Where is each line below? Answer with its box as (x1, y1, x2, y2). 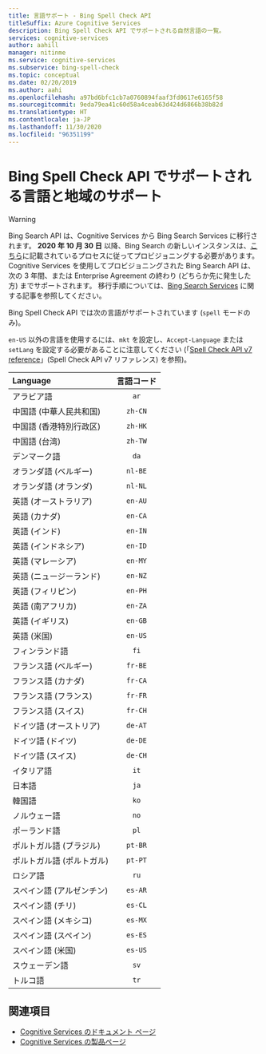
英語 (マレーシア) (12, 556, 77, 567)
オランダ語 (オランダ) (12, 481, 93, 492)
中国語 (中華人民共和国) (12, 406, 101, 417)
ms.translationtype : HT (8, 109, 88, 117)
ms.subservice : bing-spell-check (8, 64, 120, 72)
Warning (8, 214, 36, 224)
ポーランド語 (12, 825, 62, 836)
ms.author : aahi (8, 85, 62, 94)
